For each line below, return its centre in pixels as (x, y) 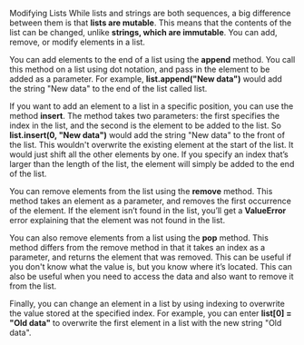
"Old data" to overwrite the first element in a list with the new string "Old (146, 323)
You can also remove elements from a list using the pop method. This (139, 238)
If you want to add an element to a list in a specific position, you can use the (152, 106)
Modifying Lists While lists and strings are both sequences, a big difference (150, 13)
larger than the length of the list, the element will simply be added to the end (152, 164)
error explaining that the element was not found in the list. (117, 220)
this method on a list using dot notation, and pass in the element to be (140, 69)
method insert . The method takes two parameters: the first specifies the (144, 116)
